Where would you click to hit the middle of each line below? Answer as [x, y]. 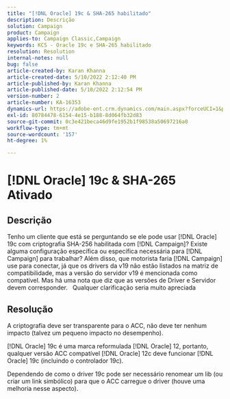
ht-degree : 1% [27, 141]
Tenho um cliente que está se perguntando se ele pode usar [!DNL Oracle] [112, 237]
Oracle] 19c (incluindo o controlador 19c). [65, 361]
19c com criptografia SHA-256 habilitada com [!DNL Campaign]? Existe [107, 244]
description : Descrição [41, 20]
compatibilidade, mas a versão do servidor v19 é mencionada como [102, 273]
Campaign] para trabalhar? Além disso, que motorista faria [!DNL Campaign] [115, 259]
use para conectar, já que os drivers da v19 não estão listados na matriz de [113, 266]
